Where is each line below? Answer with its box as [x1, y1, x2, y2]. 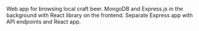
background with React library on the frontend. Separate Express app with [6, 12, 194, 19]
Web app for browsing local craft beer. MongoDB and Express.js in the [6, 5, 183, 12]
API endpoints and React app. [6, 18, 81, 25]
